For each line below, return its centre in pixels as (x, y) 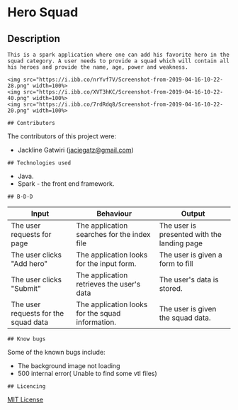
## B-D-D (20, 196)
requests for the (38, 313)
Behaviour (114, 214)
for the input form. (106, 264)
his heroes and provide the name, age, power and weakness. (98, 67)
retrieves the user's (108, 284)
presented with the (190, 234)
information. (96, 322)
